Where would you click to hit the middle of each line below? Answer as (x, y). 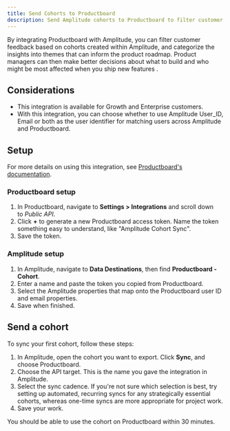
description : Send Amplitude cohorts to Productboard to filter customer (115, 20)
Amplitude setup (35, 254)
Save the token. (39, 236)
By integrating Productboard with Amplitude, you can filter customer (104, 39)
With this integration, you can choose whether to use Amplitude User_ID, (120, 114)
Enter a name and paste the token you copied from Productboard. (110, 283)
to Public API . (36, 214)
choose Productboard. (49, 364)
